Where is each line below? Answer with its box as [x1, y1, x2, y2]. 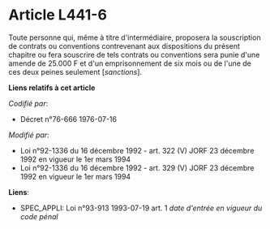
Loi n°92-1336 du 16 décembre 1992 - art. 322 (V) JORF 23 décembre [19, 145, 255, 155]
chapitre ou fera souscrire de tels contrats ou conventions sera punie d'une [8, 50, 260, 59]
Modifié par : [8, 130, 50, 140]
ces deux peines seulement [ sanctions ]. [8, 67, 143, 76]
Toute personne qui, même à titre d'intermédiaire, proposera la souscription [8, 32, 261, 42]
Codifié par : [8, 98, 49, 108]
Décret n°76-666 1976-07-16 [19, 114, 118, 123]
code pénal [19, 211, 58, 221]
